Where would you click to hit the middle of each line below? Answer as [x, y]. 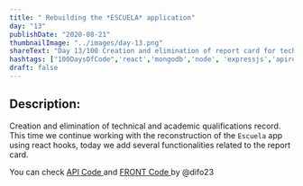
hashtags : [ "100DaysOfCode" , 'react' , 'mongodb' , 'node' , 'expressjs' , [141, 59]
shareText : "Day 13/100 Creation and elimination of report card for [143, 51]
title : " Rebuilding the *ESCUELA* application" [102, 18]
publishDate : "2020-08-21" [60, 34]
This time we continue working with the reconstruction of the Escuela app [146, 135]
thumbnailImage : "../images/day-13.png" [87, 43]
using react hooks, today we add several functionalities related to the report [150, 145]
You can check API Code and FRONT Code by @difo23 [112, 172]
